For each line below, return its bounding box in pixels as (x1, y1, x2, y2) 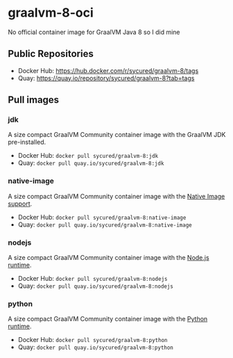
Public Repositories (8, 48, 94, 60)
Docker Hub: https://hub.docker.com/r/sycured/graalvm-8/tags (17, 66, 199, 74)
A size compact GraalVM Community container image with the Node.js (8, 254, 210, 262)
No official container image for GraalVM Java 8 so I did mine (8, 28, 180, 36)
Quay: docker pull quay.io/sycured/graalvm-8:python (17, 343, 174, 352)
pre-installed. (8, 138, 46, 147)
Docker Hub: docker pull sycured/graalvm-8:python (17, 336, 168, 344)
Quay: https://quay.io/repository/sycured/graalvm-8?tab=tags (17, 74, 195, 82)
